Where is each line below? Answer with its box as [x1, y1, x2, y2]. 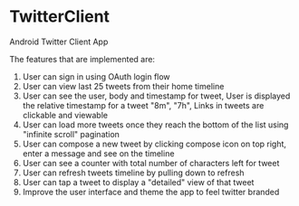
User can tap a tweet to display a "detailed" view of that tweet [22, 176, 255, 187]
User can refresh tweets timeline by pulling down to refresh [22, 167, 245, 178]
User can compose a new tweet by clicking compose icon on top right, [22, 138, 287, 149]
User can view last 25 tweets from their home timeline [22, 80, 225, 91]
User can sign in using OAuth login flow [22, 70, 170, 82]
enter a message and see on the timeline [22, 147, 175, 159]
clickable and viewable [22, 109, 109, 120]
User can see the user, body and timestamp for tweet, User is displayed [22, 90, 291, 101]
